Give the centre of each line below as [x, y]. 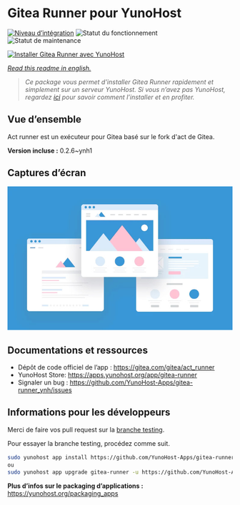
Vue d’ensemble [45, 119]
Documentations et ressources [78, 350]
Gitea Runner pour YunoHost [95, 13]
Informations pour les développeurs [89, 413]
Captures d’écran [47, 173]
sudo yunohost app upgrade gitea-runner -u [73, 472]
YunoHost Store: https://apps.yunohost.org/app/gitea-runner [107, 374]
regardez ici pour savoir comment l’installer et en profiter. [110, 97]
